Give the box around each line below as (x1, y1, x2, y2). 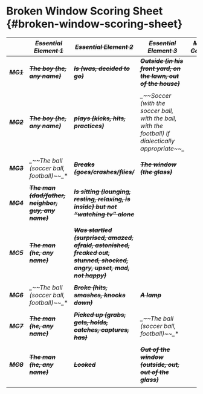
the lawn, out (140, 71, 179, 80)
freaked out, (74, 248, 111, 257)
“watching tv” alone (74, 210, 135, 218)
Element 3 (147, 47, 178, 55)
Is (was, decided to (74, 64, 130, 73)
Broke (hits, (74, 283, 108, 291)
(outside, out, (140, 360, 180, 369)
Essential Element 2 (74, 42, 134, 51)
